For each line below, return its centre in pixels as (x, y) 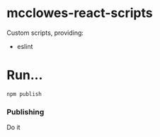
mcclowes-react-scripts (80, 13)
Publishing (25, 111)
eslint (25, 46)
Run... (25, 75)
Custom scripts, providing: (45, 33)
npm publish (24, 94)
